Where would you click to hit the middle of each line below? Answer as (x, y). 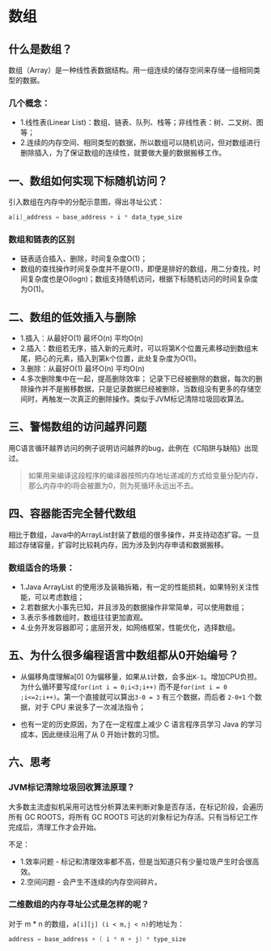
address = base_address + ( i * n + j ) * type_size (97, 939)
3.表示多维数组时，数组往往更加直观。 (84, 618)
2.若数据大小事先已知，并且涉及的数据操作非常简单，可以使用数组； (133, 607)
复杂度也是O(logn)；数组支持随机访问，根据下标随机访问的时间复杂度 (143, 279)
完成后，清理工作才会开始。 (55, 827)
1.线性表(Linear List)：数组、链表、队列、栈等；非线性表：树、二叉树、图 (142, 122)
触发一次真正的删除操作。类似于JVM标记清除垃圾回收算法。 (148, 399)
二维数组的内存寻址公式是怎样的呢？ (79, 905)
